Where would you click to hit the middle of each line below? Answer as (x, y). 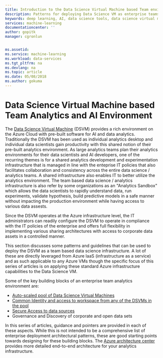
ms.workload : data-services (33, 59)
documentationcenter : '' (30, 28)
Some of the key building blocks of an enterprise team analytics (69, 281)
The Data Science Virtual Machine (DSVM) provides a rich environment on (79, 129)
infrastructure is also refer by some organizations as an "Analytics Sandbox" (81, 185)
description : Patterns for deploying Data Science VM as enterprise (76, 14)
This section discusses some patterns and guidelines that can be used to (78, 245)
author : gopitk (20, 32)
